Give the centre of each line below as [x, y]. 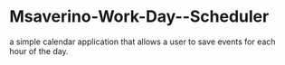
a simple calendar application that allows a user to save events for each [142, 42]
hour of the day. [39, 51]
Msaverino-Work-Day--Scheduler [139, 17]
